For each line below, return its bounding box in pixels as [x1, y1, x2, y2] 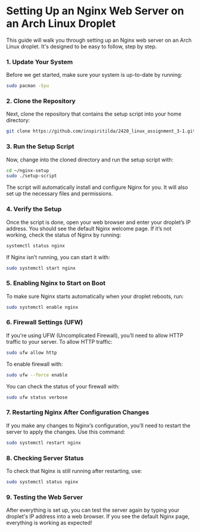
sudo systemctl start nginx [6, 265, 76, 271]
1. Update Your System [6, 58, 73, 66]
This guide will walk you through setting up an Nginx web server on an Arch [6, 36, 192, 43]
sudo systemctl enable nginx [6, 304, 79, 310]
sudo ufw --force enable [6, 372, 68, 378]
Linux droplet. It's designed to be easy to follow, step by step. [6, 43, 157, 50]
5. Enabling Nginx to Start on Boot [6, 279, 106, 287]
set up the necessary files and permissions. [6, 190, 113, 197]
